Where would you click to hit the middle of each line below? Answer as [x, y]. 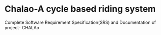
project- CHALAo [22, 27]
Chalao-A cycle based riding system [80, 9]
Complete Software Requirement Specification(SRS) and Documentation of [80, 22]
